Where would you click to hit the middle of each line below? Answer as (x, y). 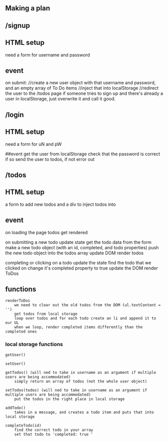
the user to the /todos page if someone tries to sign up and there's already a (84, 93)
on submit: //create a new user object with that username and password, (80, 83)
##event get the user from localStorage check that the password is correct (83, 154)
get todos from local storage (46, 314)
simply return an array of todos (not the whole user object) (81, 381)
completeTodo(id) (23, 425)
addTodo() (16, 408)
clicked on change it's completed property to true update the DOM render (82, 268)
